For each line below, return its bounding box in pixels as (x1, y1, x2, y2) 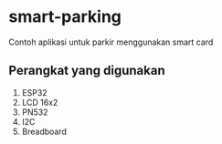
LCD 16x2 (21, 97, 58, 108)
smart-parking (8, 6, 122, 27)
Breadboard (21, 126, 68, 137)
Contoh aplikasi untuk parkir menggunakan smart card (8, 36, 214, 47)
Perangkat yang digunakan (8, 63, 165, 78)
